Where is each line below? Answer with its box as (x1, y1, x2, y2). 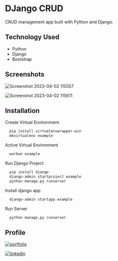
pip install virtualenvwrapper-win (9, 129, 82, 134)
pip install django (9, 170, 49, 175)
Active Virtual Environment (5, 142, 58, 148)
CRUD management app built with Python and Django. (5, 19, 114, 25)
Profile (5, 228, 26, 237)
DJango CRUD (5, 3, 64, 14)
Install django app (5, 187, 41, 193)
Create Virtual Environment (5, 119, 59, 125)
